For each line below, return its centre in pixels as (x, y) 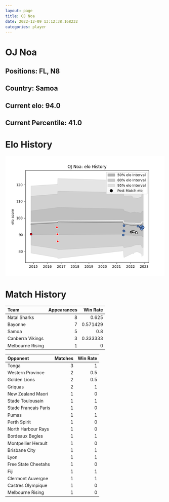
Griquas (16, 387)
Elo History (29, 145)
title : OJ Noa (20, 16)
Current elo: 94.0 (33, 106)
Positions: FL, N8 (33, 71)
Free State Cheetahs (29, 464)
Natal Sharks (21, 317)
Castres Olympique (27, 486)
